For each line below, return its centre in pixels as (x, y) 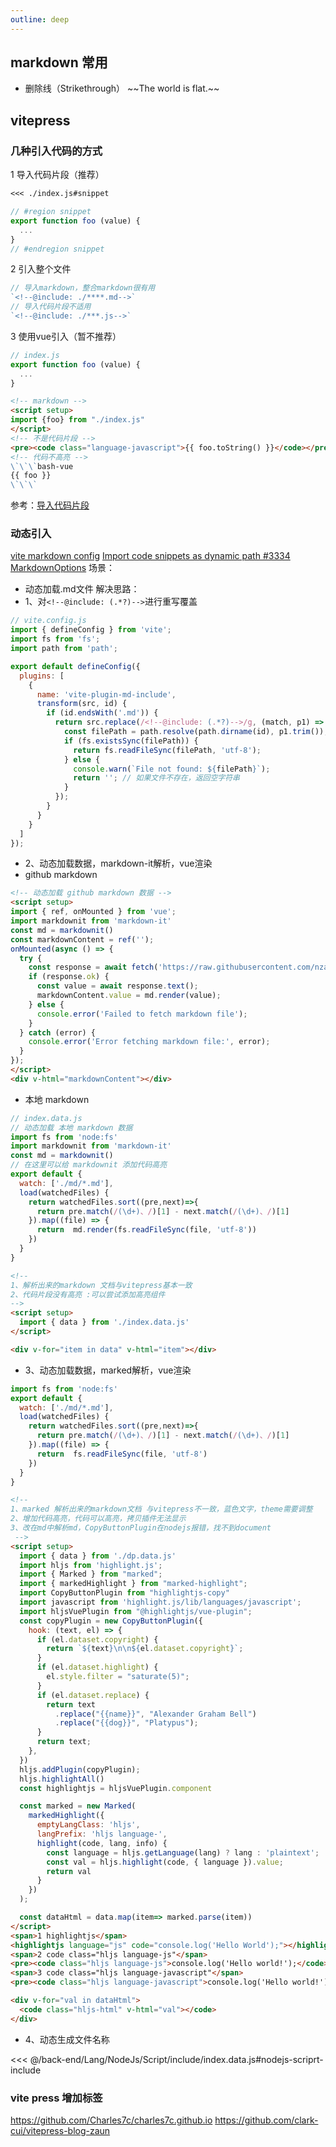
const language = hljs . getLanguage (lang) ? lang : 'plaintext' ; (183, 1852)
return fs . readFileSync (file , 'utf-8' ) (122, 1454)
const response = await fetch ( (93, 967)
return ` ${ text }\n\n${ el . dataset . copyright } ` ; (145, 1649)
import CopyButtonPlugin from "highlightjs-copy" (124, 1593)
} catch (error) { (58, 1032)
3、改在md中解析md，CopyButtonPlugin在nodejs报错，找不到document (141, 1528)
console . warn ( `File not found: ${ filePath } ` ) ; (172, 769)
